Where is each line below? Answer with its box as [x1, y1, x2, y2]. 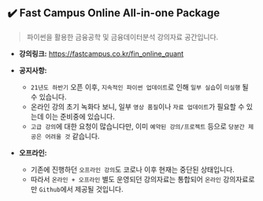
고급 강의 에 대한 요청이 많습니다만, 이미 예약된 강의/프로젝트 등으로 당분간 [30, 121, 245, 131]
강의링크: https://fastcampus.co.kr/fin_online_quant [18, 49, 184, 58]
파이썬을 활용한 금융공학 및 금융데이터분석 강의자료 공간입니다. [26, 32, 219, 42]
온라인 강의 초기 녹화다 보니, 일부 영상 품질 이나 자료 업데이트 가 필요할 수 [30, 101, 245, 111]
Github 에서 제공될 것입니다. [39, 184, 124, 194]
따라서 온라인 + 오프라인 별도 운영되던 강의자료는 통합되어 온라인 [30, 174, 221, 184]
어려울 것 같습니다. [45, 131, 100, 141]
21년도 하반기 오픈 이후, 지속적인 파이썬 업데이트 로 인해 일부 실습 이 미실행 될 [30, 82, 249, 92]
